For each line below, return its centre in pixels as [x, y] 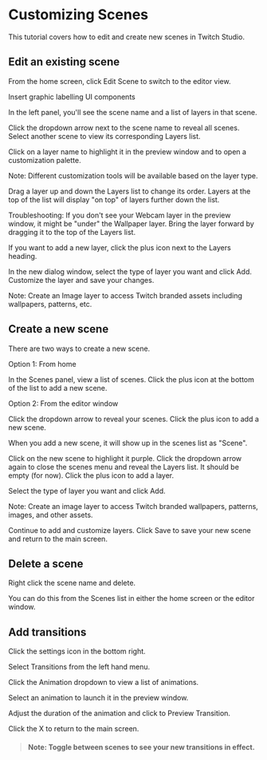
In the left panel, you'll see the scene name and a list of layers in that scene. [133, 112]
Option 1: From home [43, 364]
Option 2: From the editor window [63, 403]
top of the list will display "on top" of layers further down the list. [114, 199]
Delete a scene [46, 564]
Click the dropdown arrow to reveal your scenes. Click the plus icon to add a [133, 419]
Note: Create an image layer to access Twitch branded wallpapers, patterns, [133, 506]
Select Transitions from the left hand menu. [79, 667]
